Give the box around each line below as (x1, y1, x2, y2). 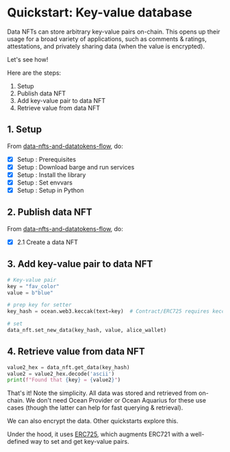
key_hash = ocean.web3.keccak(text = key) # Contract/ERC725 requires (7, 308, 210, 315)
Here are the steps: (7, 69, 62, 77)
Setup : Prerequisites (16, 155, 77, 163)
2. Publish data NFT (7, 206, 92, 218)
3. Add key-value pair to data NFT (7, 259, 153, 270)
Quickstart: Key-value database (7, 5, 193, 21)
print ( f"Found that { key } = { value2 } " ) (7, 377, 121, 383)
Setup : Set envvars (16, 178, 73, 187)
